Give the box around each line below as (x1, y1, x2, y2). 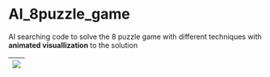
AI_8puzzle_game (8, 5, 131, 24)
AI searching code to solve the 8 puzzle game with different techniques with (8, 32, 263, 41)
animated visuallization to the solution (8, 40, 138, 49)
